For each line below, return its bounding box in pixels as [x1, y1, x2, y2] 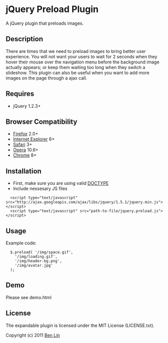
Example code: [6, 240, 37, 246]
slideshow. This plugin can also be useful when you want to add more [6, 70, 150, 76]
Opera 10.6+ [13, 147, 39, 153]
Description [6, 35, 43, 43]
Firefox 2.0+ [13, 131, 39, 137]
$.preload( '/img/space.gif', [10, 250, 73, 255]
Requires [6, 90, 35, 98]
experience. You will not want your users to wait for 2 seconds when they [6, 53, 157, 59]
